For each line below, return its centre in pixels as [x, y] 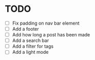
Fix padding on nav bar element [46, 23]
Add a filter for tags [33, 46]
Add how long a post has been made [51, 35]
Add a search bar [31, 41]
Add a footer [25, 29]
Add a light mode [30, 52]
